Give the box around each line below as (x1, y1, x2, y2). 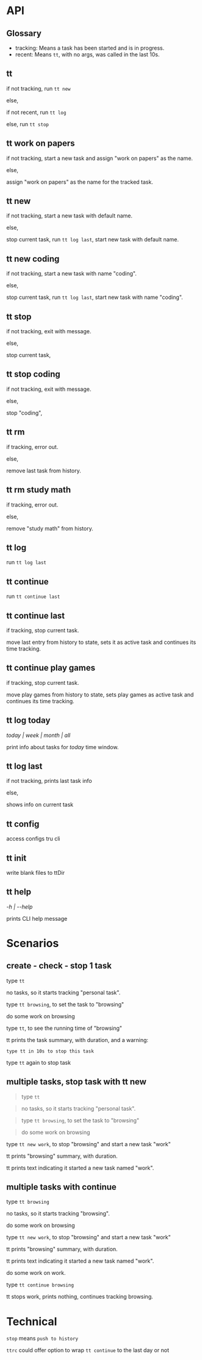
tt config (6, 818, 40, 829)
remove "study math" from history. (6, 524, 93, 532)
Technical (6, 1315, 57, 1328)
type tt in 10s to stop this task (6, 1048, 95, 1054)
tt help (6, 886, 32, 897)
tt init (6, 853, 27, 863)
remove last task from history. (6, 467, 81, 474)
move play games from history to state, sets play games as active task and (6, 690, 194, 698)
